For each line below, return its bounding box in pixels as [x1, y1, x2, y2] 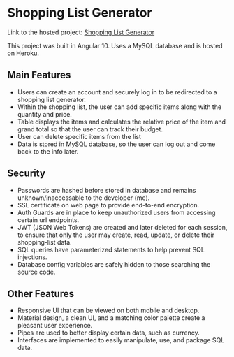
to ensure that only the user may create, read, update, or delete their [17, 231, 215, 239]
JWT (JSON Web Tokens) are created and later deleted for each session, [17, 223, 228, 231]
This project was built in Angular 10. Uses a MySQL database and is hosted [7, 41, 223, 50]
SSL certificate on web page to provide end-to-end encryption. [17, 201, 200, 209]
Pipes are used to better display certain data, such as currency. [17, 328, 200, 337]
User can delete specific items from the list [17, 132, 142, 140]
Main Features [7, 69, 71, 81]
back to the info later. [17, 147, 79, 155]
